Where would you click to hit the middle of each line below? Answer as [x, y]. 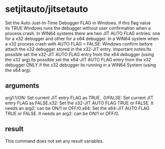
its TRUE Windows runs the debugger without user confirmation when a [78, 28]
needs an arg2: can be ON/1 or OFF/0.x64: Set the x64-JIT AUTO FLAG [77, 108]
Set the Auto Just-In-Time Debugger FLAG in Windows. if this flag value [78, 23]
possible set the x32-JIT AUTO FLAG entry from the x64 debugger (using [80, 54]
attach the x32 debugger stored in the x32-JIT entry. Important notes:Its [78, 49]
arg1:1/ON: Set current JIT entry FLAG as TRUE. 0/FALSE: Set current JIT [79, 98]
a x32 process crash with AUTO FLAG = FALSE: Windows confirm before [79, 44]
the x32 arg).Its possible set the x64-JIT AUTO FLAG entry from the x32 [78, 59]
